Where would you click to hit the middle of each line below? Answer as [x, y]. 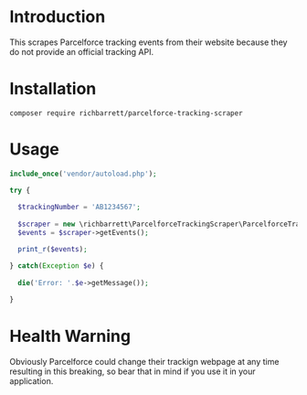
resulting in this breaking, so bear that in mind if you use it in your [132, 371]
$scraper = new [47, 224]
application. [32, 381]
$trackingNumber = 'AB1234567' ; [79, 208]
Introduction [58, 17]
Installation [53, 89]
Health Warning [70, 336]
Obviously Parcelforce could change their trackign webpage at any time [144, 362]
